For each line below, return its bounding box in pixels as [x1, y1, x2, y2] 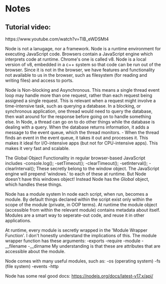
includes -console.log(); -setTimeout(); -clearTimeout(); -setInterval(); [5, 160, 148, 166]
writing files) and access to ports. [5, 78, 74, 83]
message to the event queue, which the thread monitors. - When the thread [5, 130, 160, 135]
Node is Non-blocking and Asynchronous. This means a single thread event [5, 87, 160, 93]
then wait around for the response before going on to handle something [5, 114, 151, 120]
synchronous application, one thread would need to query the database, [5, 108, 153, 114]
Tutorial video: [5, 23, 51, 31]
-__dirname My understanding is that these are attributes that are [28, 243, 161, 249]
